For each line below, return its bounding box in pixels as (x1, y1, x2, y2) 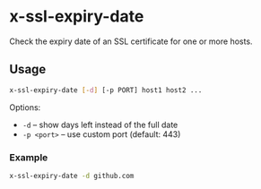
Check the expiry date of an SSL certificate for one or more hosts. (9, 36, 253, 47)
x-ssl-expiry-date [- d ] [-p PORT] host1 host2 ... (9, 85, 203, 95)
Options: (9, 101, 41, 113)
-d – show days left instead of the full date (22, 119, 178, 130)
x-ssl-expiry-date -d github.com (9, 171, 135, 180)
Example (9, 150, 48, 163)
